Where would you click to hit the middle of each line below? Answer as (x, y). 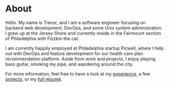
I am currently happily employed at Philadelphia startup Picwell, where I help (84, 48)
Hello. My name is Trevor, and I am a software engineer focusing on (75, 22)
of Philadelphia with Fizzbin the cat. (42, 38)
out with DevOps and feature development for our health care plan (74, 53)
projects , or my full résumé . (34, 79)
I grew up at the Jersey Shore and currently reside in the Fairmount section (83, 33)
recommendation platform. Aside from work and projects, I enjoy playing (80, 58)
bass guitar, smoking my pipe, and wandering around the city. (69, 64)
